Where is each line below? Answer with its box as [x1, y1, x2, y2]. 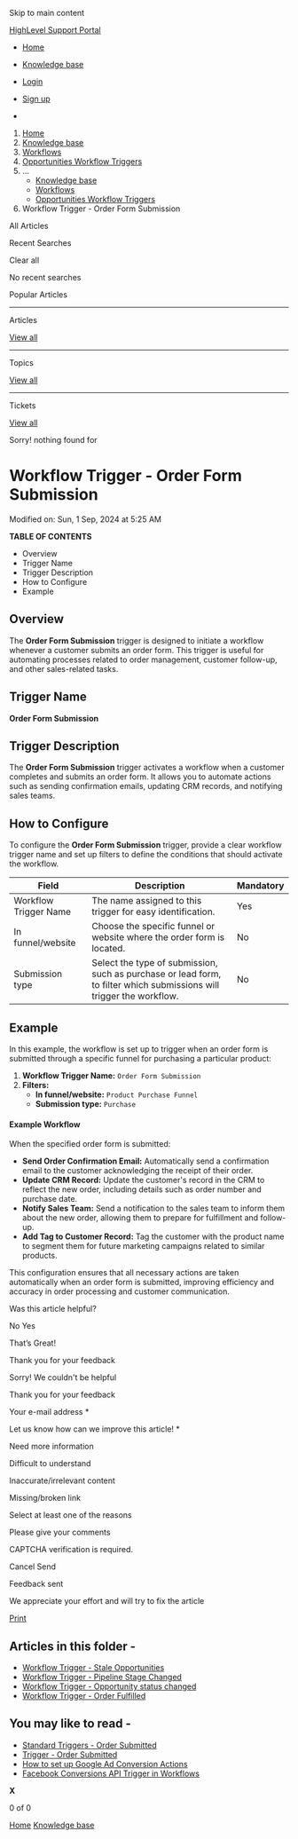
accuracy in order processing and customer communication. [9, 1286, 231, 1297]
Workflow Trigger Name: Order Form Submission [21, 1070, 201, 1081]
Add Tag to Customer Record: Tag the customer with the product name [21, 1231, 286, 1242]
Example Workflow [9, 1118, 81, 1130]
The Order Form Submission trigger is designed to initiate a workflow [9, 635, 264, 646]
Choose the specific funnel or [91, 920, 216, 933]
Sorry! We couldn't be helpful [9, 1372, 117, 1383]
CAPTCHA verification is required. [9, 1544, 134, 1555]
